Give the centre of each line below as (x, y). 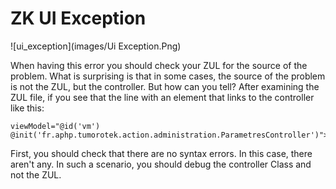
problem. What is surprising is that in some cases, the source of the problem (168, 76)
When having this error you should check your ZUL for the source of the (159, 65)
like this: (27, 108)
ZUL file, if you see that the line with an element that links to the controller (162, 97)
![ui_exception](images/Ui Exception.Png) (96, 46)
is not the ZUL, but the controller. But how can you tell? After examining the (165, 86)
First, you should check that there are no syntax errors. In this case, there (161, 153)
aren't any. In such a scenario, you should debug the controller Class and (161, 164)
